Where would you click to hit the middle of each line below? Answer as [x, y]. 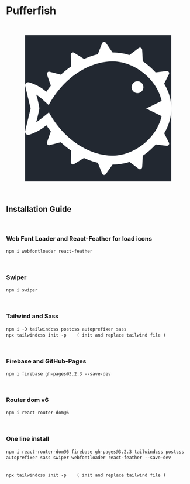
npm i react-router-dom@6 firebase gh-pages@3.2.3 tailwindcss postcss [95, 452]
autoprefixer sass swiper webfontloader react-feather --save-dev [89, 458]
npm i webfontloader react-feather [49, 252]
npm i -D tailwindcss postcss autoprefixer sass [66, 329]
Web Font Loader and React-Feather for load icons [79, 238]
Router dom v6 [27, 400]
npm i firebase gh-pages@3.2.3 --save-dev [58, 374]
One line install [28, 439]
